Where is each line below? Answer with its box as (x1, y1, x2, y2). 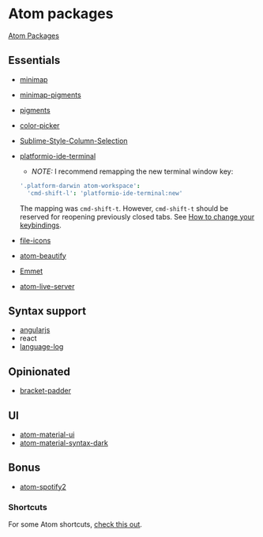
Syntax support (8, 304, 87, 317)
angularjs (19, 325, 51, 335)
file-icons (19, 235, 51, 245)
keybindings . (19, 220, 62, 230)
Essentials (8, 54, 61, 67)
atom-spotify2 (19, 482, 67, 491)
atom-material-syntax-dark (19, 437, 108, 447)
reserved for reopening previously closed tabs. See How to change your (19, 212, 255, 221)
